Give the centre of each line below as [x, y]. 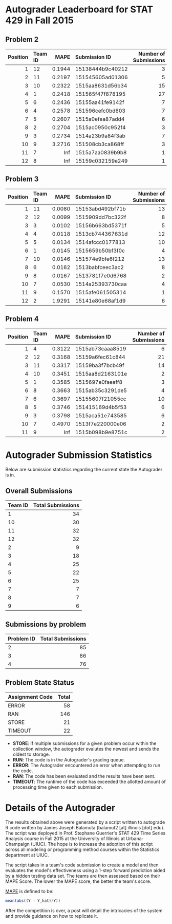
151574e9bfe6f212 [100, 259]
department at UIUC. [27, 855]
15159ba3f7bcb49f [100, 365]
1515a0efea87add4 [100, 119]
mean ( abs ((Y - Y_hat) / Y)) [33, 901]
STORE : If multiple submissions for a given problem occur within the [84, 743]
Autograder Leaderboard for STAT [79, 10]
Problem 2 [22, 39]
